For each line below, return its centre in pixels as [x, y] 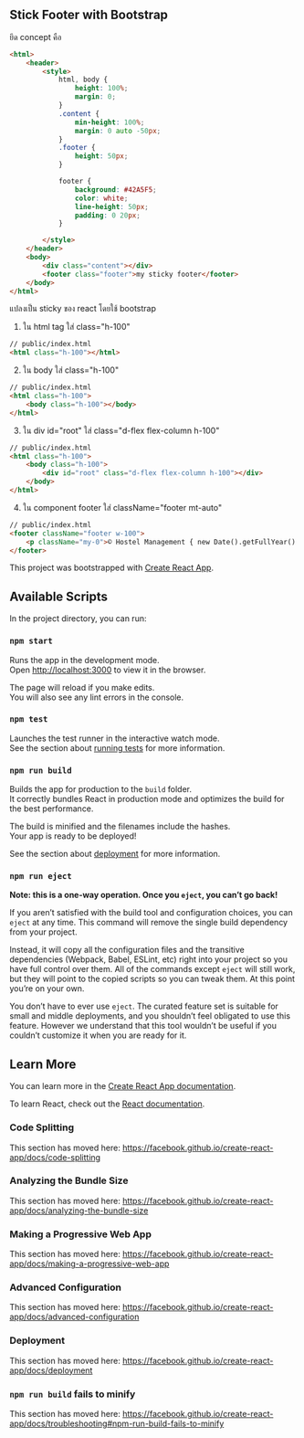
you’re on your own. [47, 989]
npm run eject [41, 877]
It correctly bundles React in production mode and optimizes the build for [147, 799]
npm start [31, 641]
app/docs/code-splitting [55, 1157]
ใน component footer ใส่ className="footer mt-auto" [122, 507]
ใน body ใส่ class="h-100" [71, 370]
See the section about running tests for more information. [117, 747]
